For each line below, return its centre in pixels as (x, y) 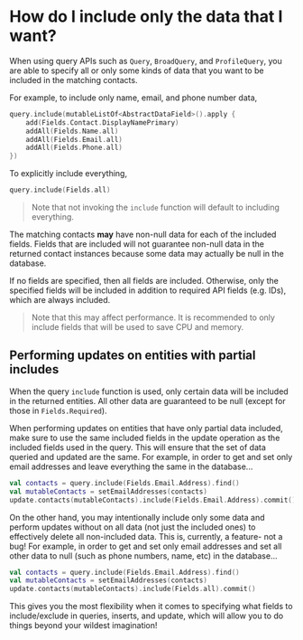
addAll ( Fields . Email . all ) (74, 139)
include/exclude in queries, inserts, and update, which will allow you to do (147, 616)
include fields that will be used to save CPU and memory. (138, 327)
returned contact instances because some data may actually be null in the (147, 254)
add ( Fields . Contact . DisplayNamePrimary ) (102, 122)
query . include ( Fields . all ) (60, 190)
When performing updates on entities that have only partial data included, (147, 428)
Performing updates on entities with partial (133, 356)
